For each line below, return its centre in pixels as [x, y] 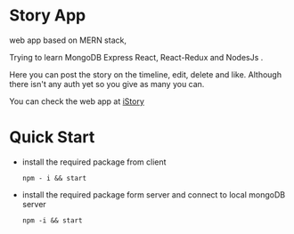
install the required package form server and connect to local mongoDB [154, 194]
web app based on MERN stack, [68, 40]
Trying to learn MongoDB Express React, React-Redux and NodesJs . [136, 57]
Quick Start [52, 137]
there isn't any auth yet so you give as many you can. [107, 84]
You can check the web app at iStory [77, 101]
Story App [48, 16]
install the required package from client [94, 162]
